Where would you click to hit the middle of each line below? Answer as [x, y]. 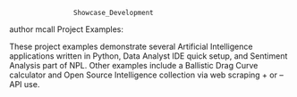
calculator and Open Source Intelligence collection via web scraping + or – [146, 75]
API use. [25, 84]
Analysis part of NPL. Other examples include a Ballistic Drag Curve [134, 65]
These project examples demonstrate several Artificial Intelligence [131, 46]
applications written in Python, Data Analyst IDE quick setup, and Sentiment [148, 56]
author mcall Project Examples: [66, 29]
